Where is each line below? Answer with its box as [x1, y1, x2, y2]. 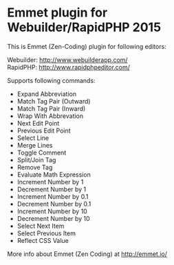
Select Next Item [17, 222, 65, 230]
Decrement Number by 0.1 [17, 199, 91, 208]
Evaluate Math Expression [17, 170, 91, 179]
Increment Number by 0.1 [17, 192, 89, 201]
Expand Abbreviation [17, 90, 77, 98]
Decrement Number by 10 [17, 214, 91, 222]
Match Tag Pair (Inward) [17, 104, 86, 112]
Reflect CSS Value [17, 236, 69, 244]
